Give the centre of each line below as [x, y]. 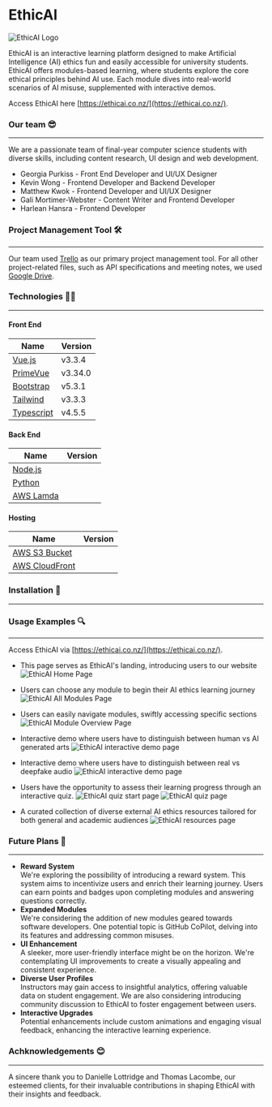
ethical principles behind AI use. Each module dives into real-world [120, 79]
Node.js [27, 470]
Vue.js [24, 360]
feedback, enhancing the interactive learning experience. [115, 1030]
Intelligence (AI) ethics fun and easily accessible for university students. [128, 62]
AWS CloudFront [44, 566]
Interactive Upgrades [56, 1013]
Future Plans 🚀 [37, 841]
